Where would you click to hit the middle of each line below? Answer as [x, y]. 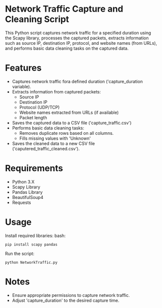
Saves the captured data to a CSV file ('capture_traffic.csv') [72, 123]
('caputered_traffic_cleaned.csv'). [46, 148]
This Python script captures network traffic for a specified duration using [78, 33]
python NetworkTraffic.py [31, 262]
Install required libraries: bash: [35, 236]
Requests [21, 202]
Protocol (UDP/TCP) [39, 107]
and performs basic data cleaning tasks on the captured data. [67, 48]
